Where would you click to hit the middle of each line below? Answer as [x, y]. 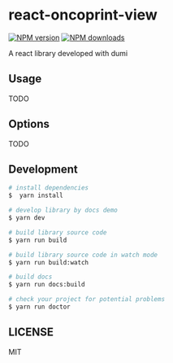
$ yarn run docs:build [47, 285]
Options [29, 124]
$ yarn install [36, 196]
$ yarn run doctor [39, 307]
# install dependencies [49, 188]
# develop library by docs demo [63, 210]
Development [43, 169]
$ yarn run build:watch [49, 262]
